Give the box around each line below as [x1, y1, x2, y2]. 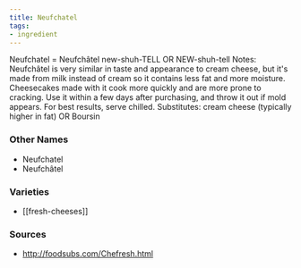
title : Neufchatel [9, 13, 78, 22]
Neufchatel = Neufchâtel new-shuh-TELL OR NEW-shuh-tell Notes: [9, 54, 257, 65]
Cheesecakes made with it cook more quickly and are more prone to [9, 82, 262, 94]
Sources [9, 228, 47, 240]
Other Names [9, 133, 69, 146]
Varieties [9, 185, 49, 197]
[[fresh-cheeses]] [21, 205, 89, 216]
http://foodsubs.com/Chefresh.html [21, 248, 154, 259]
